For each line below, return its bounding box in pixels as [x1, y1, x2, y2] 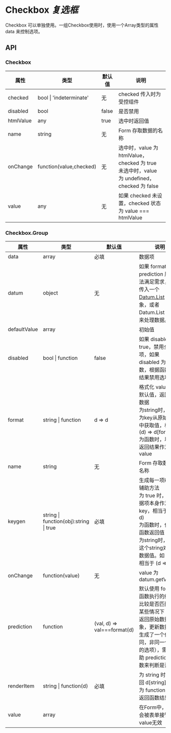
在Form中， [139, 703, 167, 711]
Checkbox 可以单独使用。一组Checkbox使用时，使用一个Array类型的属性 [5, 22, 159, 28]
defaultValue [8, 326, 38, 333]
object [43, 289, 59, 296]
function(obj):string [43, 518, 90, 525]
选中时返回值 [118, 117, 149, 125]
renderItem [8, 682, 35, 689]
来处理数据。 [139, 316, 170, 324]
